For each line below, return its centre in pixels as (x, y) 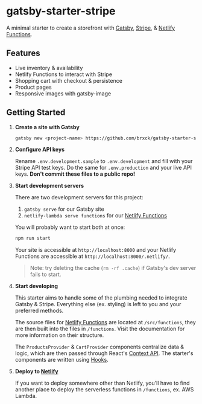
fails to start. (46, 274)
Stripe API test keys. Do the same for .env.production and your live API (103, 168)
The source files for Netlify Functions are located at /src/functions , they (105, 322)
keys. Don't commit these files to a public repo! (75, 174)
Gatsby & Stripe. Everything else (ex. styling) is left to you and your (98, 304)
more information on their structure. (59, 335)
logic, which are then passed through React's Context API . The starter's (104, 353)
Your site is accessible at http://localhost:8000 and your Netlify (96, 250)
